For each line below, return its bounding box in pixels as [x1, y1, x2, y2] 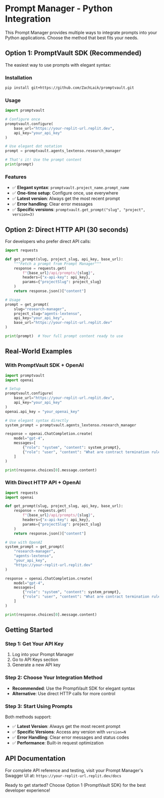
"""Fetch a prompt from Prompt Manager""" [14, 261, 102, 266]
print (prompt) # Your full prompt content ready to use [5, 334, 123, 339]
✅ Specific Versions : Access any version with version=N [12, 728, 126, 735]
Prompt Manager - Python [5, 3, 113, 14]
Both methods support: [5, 714, 52, 720]
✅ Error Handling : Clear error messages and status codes [12, 734, 129, 740]
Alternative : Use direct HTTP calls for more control [12, 690, 116, 696]
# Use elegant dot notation [5, 144, 62, 149]
